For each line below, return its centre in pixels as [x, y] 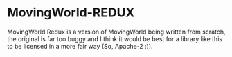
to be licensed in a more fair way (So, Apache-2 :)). [80, 46]
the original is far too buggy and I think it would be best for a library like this [115, 38]
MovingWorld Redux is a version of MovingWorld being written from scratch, [116, 32]
